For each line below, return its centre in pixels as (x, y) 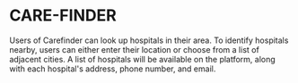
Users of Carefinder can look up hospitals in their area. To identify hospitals (149, 40)
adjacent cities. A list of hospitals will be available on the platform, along (142, 59)
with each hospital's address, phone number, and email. (113, 69)
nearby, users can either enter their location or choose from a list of (135, 49)
